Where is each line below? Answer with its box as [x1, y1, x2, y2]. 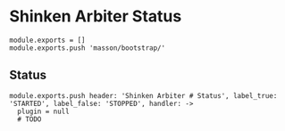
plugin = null [17, 107, 70, 116]
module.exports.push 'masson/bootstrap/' [9, 43, 166, 53]
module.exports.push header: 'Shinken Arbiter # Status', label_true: [9, 91, 278, 100]
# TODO [17, 114, 42, 124]
